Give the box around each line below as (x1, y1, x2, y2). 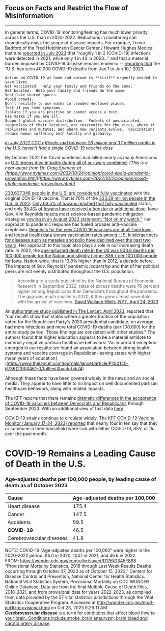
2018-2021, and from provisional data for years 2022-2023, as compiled (5, 589, 151, 595)
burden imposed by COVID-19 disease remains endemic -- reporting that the (5, 60, 160, 66)
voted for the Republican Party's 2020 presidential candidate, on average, (5, 319, 155, 325)
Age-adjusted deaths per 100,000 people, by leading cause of (5, 476, 157, 483)
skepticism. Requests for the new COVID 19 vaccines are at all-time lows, (5, 226, 153, 232)
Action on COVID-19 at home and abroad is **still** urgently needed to (5, 75, 157, 80)
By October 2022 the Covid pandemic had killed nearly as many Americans (5, 154, 158, 160)
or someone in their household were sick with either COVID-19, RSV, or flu (5, 425, 155, 431)
